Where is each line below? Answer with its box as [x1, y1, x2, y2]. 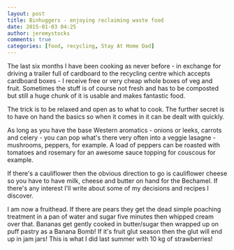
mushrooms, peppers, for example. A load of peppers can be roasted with [7, 141, 220, 149]
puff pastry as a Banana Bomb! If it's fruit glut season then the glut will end [7, 228, 222, 235]
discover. [7, 191, 34, 200]
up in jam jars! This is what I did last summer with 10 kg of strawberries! [7, 235, 213, 243]
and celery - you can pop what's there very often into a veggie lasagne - [7, 133, 217, 142]
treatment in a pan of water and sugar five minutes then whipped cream [7, 212, 214, 221]
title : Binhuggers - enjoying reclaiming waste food [7, 17, 164, 24]
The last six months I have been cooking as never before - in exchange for [7, 62, 221, 70]
